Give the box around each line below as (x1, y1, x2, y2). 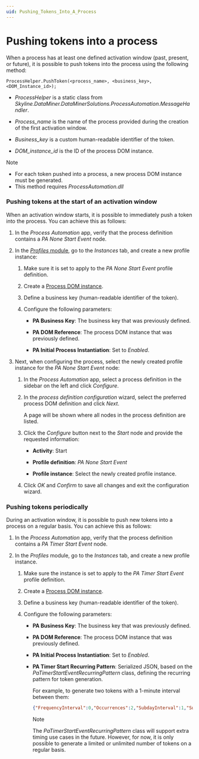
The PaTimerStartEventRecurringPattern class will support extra (32, 727, 190, 735)
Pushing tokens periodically (6, 503, 89, 511)
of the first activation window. (14, 124, 88, 131)
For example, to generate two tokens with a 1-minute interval (32, 687, 181, 694)
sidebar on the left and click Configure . (23, 382, 119, 389)
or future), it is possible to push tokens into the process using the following (6, 60, 188, 67)
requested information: (23, 435, 80, 443)
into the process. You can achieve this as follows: (6, 218, 127, 225)
